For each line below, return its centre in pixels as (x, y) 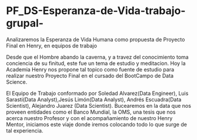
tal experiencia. (25, 131)
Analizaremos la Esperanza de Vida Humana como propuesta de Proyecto (96, 39)
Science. (17, 82)
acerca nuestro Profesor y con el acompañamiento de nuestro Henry (89, 118)
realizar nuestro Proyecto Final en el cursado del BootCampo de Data (90, 76)
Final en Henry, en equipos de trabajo (51, 46)
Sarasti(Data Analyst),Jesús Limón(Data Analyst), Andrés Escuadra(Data (94, 99)
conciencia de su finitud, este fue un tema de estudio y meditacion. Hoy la (96, 63)
